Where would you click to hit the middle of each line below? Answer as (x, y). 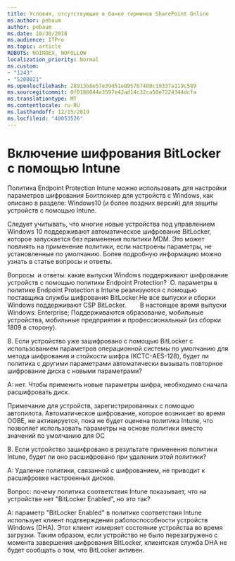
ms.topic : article (34, 46)
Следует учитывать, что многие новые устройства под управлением (111, 224)
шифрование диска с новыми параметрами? (75, 371)
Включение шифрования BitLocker (114, 153)
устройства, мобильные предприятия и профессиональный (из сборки (114, 320)
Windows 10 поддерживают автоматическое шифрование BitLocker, (109, 231)
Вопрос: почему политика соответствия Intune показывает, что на (107, 491)
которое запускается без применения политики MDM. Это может (106, 239)
